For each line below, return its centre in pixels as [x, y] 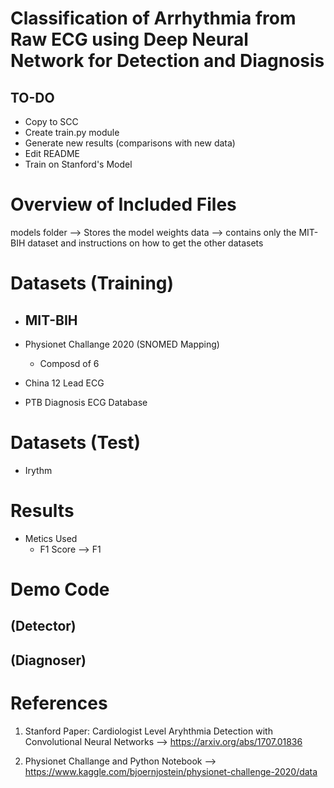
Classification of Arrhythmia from [153, 18]
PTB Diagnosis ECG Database [86, 402]
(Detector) [43, 626]
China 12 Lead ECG [64, 383]
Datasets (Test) [76, 443]
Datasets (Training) [92, 283]
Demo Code [60, 589]
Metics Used [51, 538]
